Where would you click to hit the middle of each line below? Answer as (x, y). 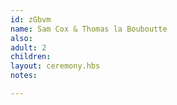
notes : (24, 76)
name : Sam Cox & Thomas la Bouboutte (89, 29)
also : (21, 38)
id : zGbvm (31, 19)
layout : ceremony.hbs (55, 66)
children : (31, 57)
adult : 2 (28, 47)
